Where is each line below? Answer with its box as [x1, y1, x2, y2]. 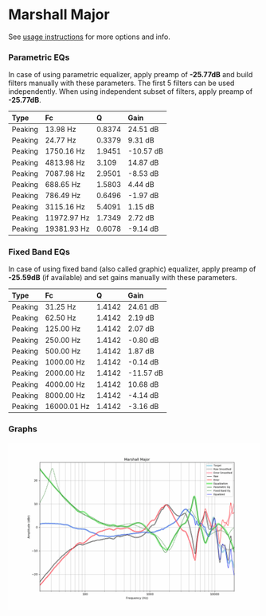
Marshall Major [8, 6, 110, 24]
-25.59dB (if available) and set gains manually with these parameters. [8, 273, 237, 283]
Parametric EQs [8, 52, 70, 63]
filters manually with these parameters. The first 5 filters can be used [8, 78, 235, 88]
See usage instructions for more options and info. [8, 32, 171, 41]
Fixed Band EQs [8, 246, 70, 257]
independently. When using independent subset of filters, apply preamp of [8, 87, 253, 96]
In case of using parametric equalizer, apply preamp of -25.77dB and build [8, 70, 253, 80]
